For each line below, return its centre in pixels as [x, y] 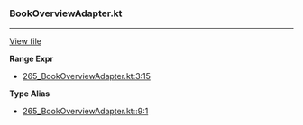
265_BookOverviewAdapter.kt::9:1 [85, 112]
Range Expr [32, 59]
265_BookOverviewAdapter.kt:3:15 [87, 76]
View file [26, 41]
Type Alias [30, 94]
